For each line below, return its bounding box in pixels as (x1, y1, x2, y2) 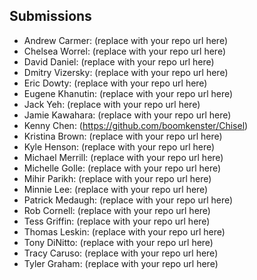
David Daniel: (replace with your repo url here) (23, 55, 215, 68)
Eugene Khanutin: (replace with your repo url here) (23, 87, 234, 99)
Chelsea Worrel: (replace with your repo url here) (23, 45, 227, 57)
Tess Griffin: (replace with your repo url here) (23, 215, 211, 227)
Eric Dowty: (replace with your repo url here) (23, 77, 208, 89)
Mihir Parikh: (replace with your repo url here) (23, 172, 212, 184)
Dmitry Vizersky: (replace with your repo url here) (23, 66, 229, 78)
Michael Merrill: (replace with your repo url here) (23, 151, 224, 163)
